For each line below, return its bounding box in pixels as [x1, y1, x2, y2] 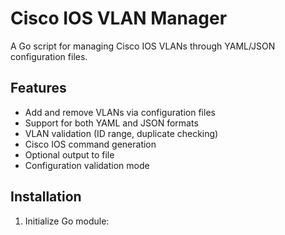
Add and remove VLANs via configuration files [24, 106, 216, 118]
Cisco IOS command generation [24, 138, 157, 150]
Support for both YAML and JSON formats [24, 117, 199, 129]
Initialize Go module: [24, 215, 110, 227]
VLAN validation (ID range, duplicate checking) [24, 127, 219, 139]
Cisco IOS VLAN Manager [10, 7, 228, 30]
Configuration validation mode [24, 159, 150, 171]
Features [10, 80, 67, 97]
